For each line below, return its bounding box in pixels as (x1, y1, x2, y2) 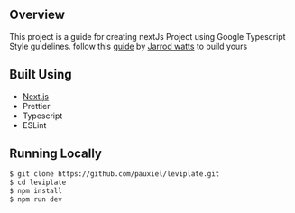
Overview (9, 7, 66, 23)
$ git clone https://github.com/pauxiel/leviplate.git (9, 170, 220, 179)
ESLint (22, 119, 47, 130)
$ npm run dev (9, 195, 63, 204)
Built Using (9, 67, 72, 82)
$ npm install (9, 187, 63, 196)
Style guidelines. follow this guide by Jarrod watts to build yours (9, 41, 248, 51)
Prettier (22, 100, 51, 111)
